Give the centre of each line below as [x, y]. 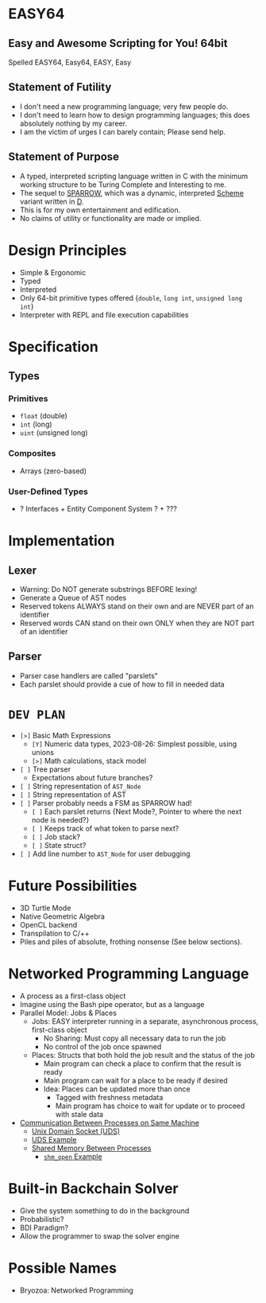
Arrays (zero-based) [53, 471]
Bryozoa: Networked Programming [76, 1290]
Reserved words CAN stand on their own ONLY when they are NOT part [137, 623]
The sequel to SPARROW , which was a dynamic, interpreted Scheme [132, 193]
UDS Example [54, 1139]
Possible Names [63, 1268]
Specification [54, 346]
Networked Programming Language [129, 973]
